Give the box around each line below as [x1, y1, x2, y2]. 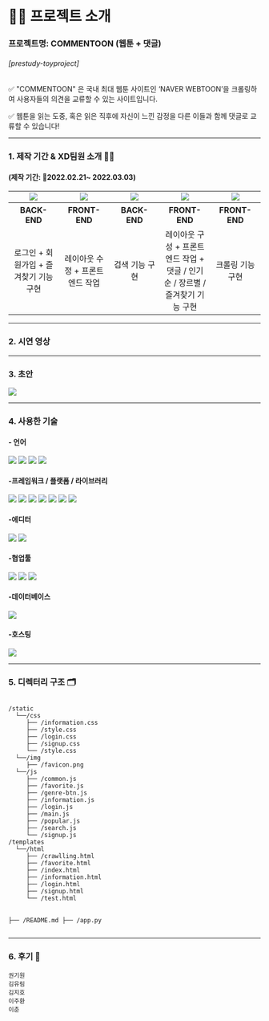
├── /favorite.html [26, 860, 91, 868]
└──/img [15, 754, 42, 763]
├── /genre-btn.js [26, 789, 88, 797]
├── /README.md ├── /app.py [8, 917, 102, 925]
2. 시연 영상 [8, 336, 50, 348]
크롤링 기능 [215, 259, 255, 271]
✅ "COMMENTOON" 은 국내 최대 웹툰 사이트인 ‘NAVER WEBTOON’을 [8, 84, 230, 94]
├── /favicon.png [26, 761, 84, 769]
